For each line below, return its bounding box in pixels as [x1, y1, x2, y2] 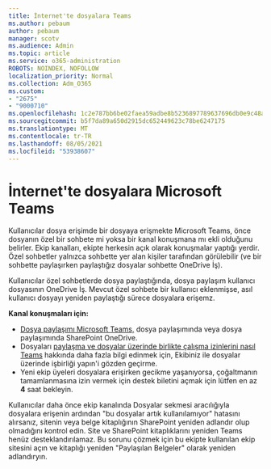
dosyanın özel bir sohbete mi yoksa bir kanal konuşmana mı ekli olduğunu [8, 234, 253, 244]
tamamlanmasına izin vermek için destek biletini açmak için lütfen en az [19, 376, 258, 386]
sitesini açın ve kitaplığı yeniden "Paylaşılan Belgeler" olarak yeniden [8, 443, 236, 453]
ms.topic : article [8, 49, 70, 57]
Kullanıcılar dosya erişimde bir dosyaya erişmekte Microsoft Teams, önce [8, 226, 252, 235]
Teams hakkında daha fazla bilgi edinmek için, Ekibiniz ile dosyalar [19, 350, 241, 360]
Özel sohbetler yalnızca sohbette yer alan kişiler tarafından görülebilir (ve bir [8, 251, 262, 261]
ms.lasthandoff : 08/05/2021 [8, 139, 103, 148]
